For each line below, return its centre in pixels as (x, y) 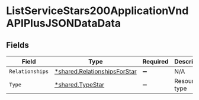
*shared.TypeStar (79, 85)
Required (155, 61)
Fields (18, 45)
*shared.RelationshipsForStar (96, 71)
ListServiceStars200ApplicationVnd (97, 11)
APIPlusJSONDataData (64, 23)
